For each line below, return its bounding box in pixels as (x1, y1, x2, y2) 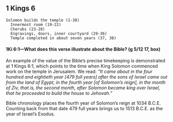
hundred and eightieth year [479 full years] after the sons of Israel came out (6, 74, 168, 80)
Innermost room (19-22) (10, 22, 61, 27)
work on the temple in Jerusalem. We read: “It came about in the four (6, 68, 153, 75)
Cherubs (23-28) (10, 27, 45, 32)
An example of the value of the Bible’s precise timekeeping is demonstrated (6, 58, 166, 64)
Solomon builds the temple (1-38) (6, 17, 80, 22)
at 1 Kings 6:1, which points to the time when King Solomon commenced (6, 63, 158, 69)
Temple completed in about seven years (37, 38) (10, 35, 117, 40)
